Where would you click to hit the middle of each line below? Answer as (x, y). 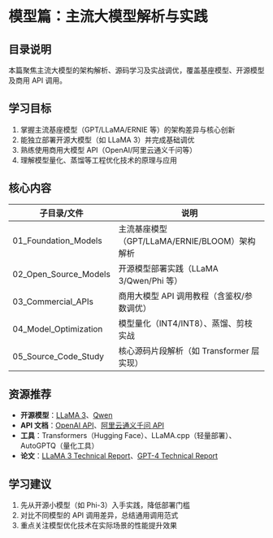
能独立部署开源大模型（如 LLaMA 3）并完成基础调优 (107, 140)
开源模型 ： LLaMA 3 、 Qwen (66, 415)
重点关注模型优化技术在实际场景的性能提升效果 (98, 526)
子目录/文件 (61, 213)
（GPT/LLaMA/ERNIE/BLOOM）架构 (187, 241)
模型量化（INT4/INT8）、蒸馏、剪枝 (186, 323)
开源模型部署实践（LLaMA (168, 268)
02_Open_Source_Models (62, 274)
